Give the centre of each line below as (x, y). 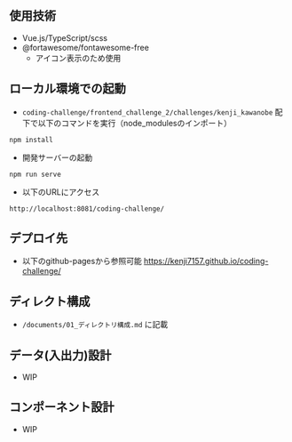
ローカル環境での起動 (67, 88)
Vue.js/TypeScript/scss (65, 37)
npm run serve (36, 174)
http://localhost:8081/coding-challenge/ (87, 209)
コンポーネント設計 (62, 407)
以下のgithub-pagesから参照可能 (82, 261)
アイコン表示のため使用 (78, 58)
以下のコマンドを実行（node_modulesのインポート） (135, 123)
